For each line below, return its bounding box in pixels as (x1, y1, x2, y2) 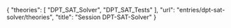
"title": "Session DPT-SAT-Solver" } (54, 13, 156, 21)
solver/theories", (6, 13, 54, 21)
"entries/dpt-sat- (176, 6, 225, 14)
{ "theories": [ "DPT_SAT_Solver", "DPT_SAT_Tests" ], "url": (6, 6, 175, 14)
